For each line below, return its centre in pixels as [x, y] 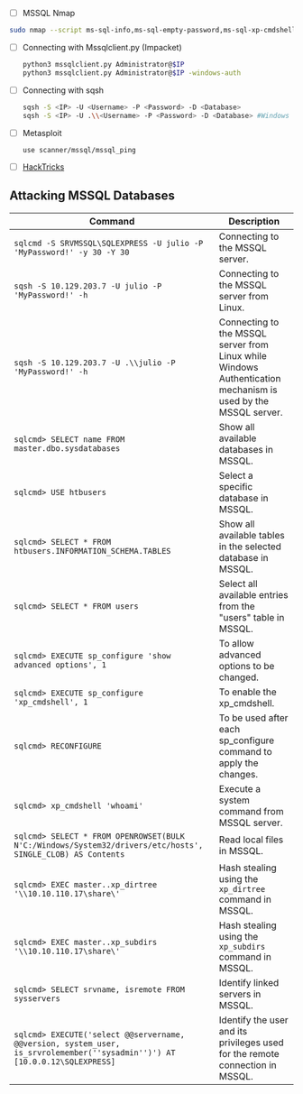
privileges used [251, 1043]
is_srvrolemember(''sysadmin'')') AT [95, 1053]
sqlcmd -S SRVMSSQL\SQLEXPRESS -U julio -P [109, 243]
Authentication [250, 378]
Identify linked [249, 982]
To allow [236, 643]
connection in [248, 1065]
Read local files [251, 840]
